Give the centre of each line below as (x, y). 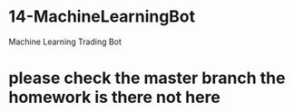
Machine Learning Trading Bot (65, 42)
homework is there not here (115, 98)
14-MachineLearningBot (102, 17)
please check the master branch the (147, 78)
